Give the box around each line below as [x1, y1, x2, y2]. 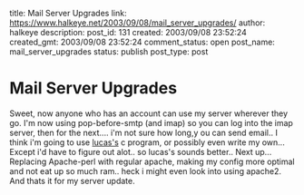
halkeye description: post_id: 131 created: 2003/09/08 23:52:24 [9, 27, 247, 37]
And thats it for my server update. [9, 175, 136, 186]
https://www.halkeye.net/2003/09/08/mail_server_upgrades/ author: [9, 17, 266, 28]
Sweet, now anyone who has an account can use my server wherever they [9, 108, 289, 119]
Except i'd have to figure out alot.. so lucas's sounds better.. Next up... [9, 146, 272, 157]
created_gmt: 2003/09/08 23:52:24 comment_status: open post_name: [9, 36, 275, 47]
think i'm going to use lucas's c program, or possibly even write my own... [9, 136, 286, 148]
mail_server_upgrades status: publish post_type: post [9, 46, 209, 57]
